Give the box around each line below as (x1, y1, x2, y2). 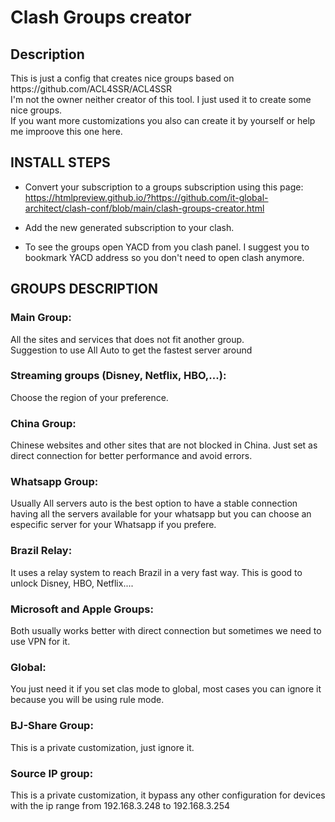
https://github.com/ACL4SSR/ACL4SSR (10, 83, 172, 95)
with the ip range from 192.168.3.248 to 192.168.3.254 (10, 799, 230, 811)
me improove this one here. (10, 126, 123, 137)
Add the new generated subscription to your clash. (24, 221, 235, 233)
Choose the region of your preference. (10, 391, 169, 403)
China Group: (10, 416, 77, 430)
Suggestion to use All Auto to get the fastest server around (10, 344, 253, 356)
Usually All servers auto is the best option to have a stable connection (10, 497, 298, 510)
